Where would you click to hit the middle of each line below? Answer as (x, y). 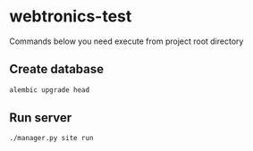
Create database (57, 69)
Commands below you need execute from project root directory (126, 41)
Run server (41, 118)
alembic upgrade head (50, 90)
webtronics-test (71, 17)
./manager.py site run (51, 138)
